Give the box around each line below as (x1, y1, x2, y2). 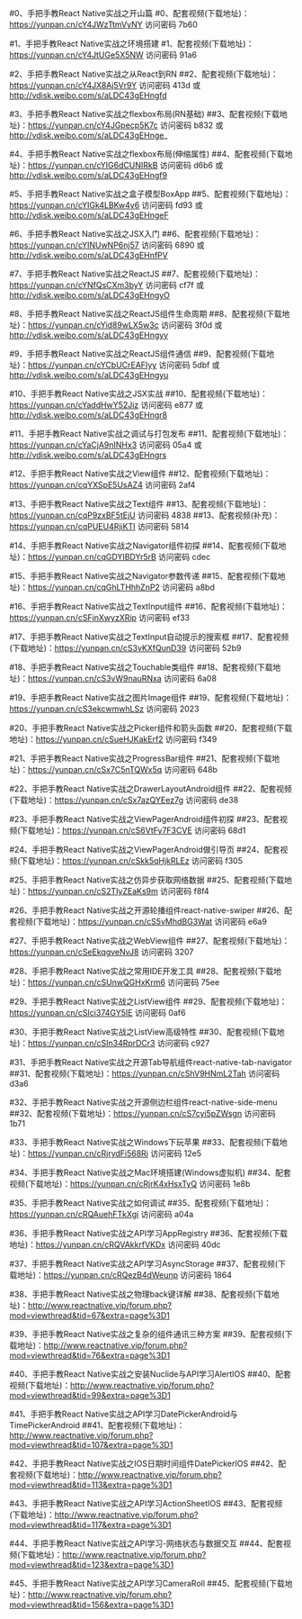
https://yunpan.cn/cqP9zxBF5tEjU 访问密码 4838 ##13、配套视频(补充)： (9, 510, 280, 520)
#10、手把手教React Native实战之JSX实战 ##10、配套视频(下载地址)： (9, 388, 268, 399)
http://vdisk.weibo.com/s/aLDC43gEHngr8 (9, 410, 168, 421)
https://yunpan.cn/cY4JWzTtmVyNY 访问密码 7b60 (9, 19, 198, 30)
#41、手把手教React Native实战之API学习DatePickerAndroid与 (9, 1408, 238, 1419)
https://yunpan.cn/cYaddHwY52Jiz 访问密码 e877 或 (9, 400, 204, 410)
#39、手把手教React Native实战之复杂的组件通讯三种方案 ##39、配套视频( (9, 1329, 285, 1339)
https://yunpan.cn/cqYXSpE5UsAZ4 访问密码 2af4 (9, 480, 196, 490)
